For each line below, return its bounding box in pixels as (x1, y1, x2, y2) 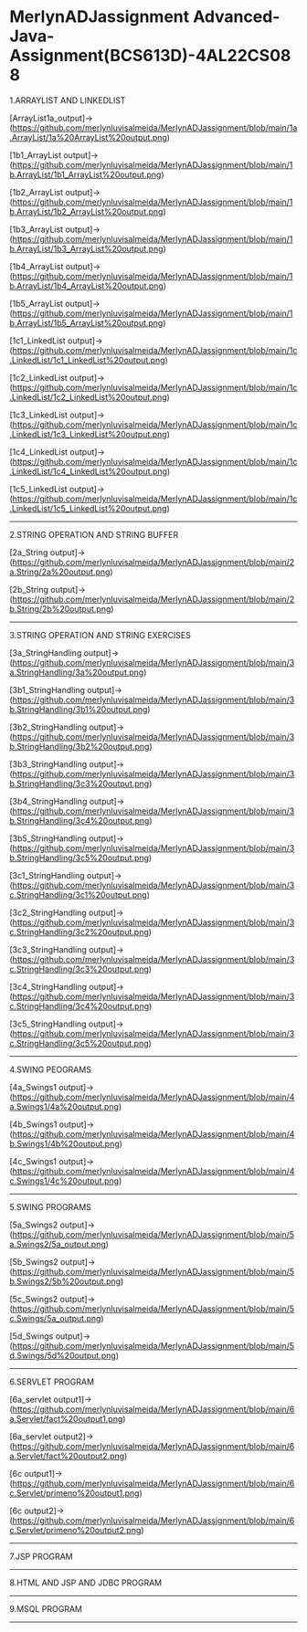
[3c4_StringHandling (9, 981, 88, 992)
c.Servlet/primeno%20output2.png (9, 1524, 142, 1535)
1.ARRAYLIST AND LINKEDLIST (9, 94, 126, 106)
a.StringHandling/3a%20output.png (9, 667, 144, 678)
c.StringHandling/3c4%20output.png (9, 1000, 149, 1011)
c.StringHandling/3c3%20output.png (9, 963, 149, 974)
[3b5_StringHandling (9, 833, 87, 844)
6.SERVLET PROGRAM (9, 1376, 94, 1387)
